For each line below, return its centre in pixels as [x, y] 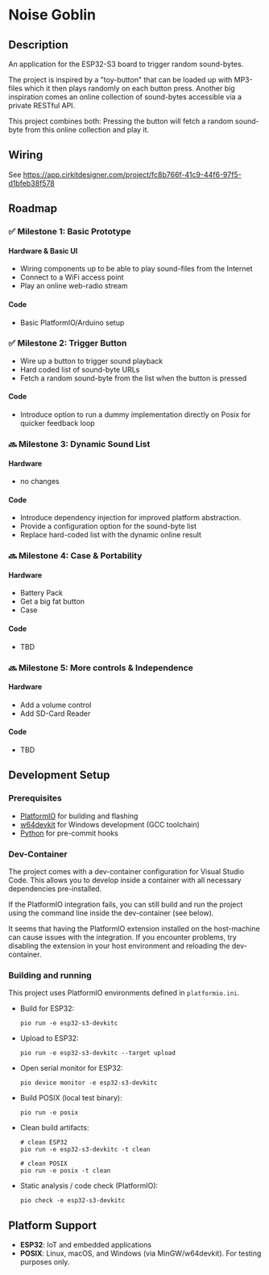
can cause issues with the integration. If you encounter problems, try [123, 937]
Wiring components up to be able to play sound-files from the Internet [136, 269]
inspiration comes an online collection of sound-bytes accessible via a [125, 97]
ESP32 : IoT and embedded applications [85, 1245]
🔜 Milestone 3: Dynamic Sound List [79, 444]
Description [38, 45]
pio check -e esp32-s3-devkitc [72, 1201]
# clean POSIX [43, 1164]
